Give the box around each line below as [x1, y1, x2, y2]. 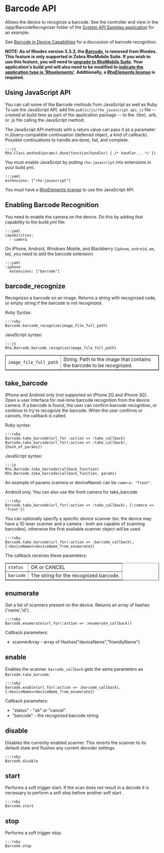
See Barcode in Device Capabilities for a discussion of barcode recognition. [5, 39, 157, 44]
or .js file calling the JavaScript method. [5, 117, 85, 123]
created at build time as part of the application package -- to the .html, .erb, [5, 112, 157, 118]
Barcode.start [5, 804, 34, 809]
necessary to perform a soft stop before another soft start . [5, 790, 124, 796]
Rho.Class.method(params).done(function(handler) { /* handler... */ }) [5, 150, 156, 155]
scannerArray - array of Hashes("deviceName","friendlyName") [12, 639, 140, 645]
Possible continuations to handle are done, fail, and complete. [5, 137, 129, 143]
